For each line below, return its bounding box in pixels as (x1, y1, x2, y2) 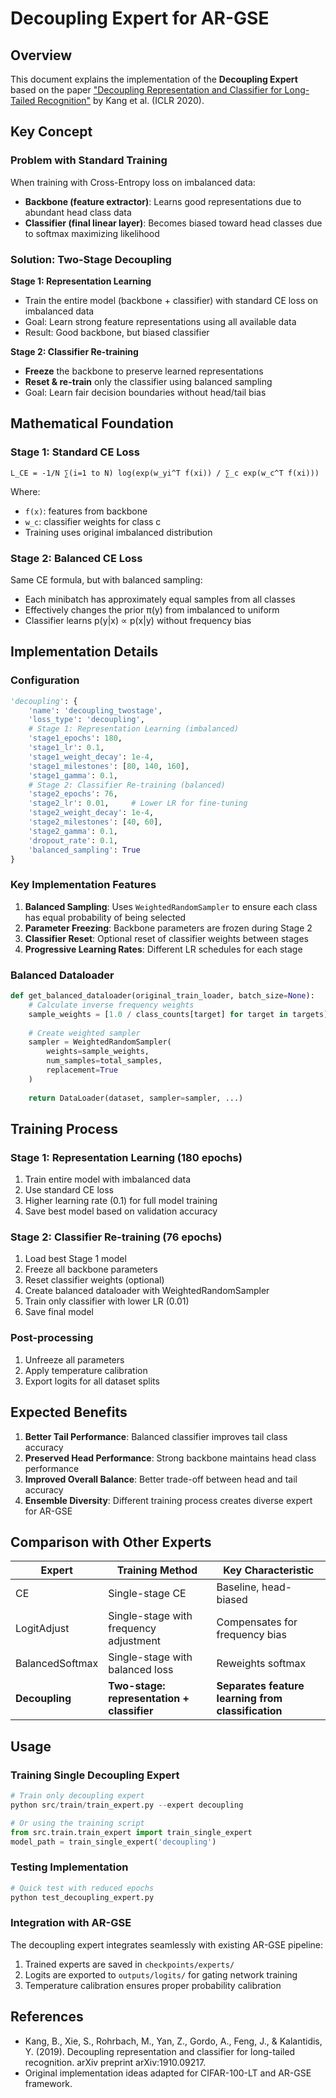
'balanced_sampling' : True (28, 845, 141, 855)
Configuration (10, 673, 80, 687)
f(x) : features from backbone (24, 505, 148, 517)
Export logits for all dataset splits (24, 1375, 160, 1387)
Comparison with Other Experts (10, 1533, 212, 1551)
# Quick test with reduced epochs (10, 1883, 155, 1893)
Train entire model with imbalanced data (24, 1173, 192, 1186)
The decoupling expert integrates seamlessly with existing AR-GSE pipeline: (10, 1938, 324, 1951)
